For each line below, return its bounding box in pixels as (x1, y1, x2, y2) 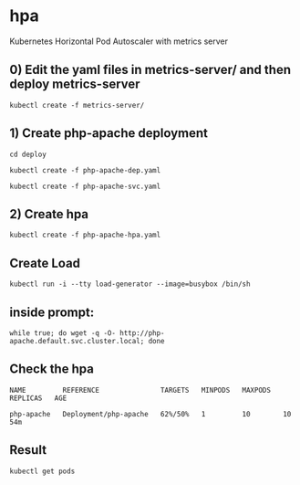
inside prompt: (9, 304, 95, 320)
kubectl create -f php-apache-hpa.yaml (9, 230, 161, 240)
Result (9, 442, 47, 458)
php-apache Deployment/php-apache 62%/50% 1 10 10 (9, 409, 292, 418)
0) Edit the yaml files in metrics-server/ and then (9, 62, 292, 78)
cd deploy (9, 150, 47, 159)
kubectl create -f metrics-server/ (9, 100, 145, 110)
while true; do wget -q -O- (9, 329, 117, 338)
